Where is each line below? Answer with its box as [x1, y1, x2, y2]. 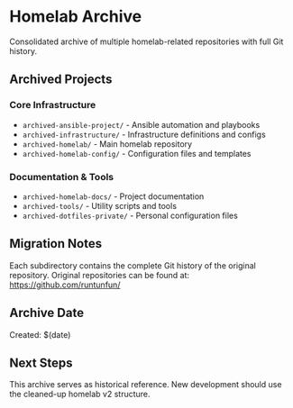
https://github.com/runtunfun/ [9, 279, 121, 290]
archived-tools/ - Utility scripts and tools [22, 200, 178, 211]
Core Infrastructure [9, 99, 96, 112]
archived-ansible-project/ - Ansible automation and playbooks [22, 119, 261, 130]
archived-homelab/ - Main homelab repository [22, 138, 192, 150]
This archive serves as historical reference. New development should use [9, 379, 282, 390]
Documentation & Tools [9, 170, 114, 183]
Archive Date [9, 305, 84, 321]
